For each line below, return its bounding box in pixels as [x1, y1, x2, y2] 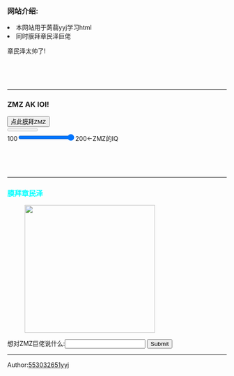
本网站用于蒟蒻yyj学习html [16, 23, 92, 32]
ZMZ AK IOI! [7, 100, 50, 110]
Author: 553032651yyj [7, 361, 70, 369]
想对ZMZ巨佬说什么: [7, 339, 65, 347]
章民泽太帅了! [7, 47, 47, 55]
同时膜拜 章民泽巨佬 [16, 32, 71, 40]
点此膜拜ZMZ [10, 118, 47, 126]
